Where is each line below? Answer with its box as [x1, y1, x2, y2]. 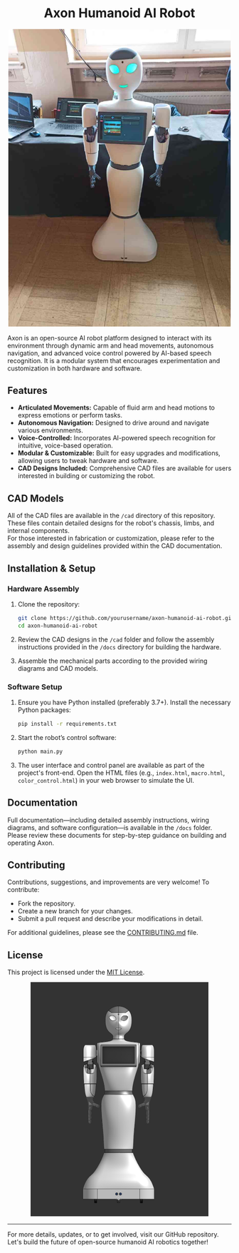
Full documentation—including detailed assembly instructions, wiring [7, 816, 210, 824]
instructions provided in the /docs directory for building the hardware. [17, 642, 222, 651]
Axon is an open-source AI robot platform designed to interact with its [7, 333, 212, 342]
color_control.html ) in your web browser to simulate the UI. [17, 776, 194, 784]
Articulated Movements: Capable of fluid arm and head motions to [17, 403, 216, 412]
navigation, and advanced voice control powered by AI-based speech [7, 348, 212, 357]
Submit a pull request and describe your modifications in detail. [17, 915, 203, 923]
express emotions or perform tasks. [17, 411, 123, 420]
